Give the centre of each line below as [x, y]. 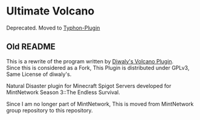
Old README [31, 47]
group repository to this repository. [50, 110]
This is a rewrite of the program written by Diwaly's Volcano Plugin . [90, 61]
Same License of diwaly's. [39, 74]
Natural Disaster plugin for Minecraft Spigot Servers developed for [89, 86]
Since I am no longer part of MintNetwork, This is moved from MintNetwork [100, 104]
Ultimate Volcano [50, 11]
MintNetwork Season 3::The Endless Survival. [63, 92]
